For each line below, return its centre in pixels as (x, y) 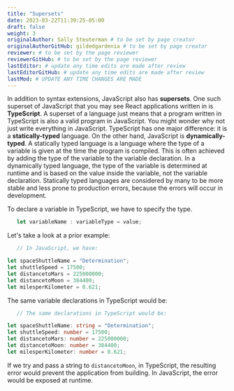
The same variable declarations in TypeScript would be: (87, 300)
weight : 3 (22, 33)
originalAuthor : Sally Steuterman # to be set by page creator (101, 40)
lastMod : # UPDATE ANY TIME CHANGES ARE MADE (74, 79)
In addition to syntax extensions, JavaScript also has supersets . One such (114, 99)
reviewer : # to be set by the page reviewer (73, 53)
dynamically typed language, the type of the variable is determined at (107, 166)
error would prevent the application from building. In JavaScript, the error (113, 373)
